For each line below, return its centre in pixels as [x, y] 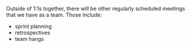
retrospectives [32, 33]
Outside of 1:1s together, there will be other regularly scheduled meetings [96, 9]
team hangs [29, 39]
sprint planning [33, 26]
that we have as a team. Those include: [54, 15]
